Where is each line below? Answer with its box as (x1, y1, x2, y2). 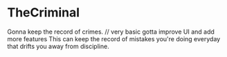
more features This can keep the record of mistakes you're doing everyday (7, 34, 221, 43)
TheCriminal (7, 5, 80, 21)
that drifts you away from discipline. (7, 42, 109, 50)
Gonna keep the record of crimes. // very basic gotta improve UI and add (7, 27, 215, 36)
